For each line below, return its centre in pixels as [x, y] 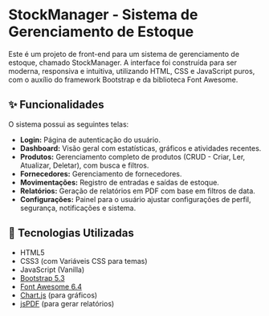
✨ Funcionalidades [56, 105]
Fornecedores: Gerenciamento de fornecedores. [101, 173]
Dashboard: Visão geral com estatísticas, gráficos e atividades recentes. [141, 148]
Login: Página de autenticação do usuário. [90, 140]
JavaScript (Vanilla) [52, 269]
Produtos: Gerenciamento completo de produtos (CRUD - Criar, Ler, [132, 156]
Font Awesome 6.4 [51, 286]
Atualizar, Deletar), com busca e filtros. [84, 165]
